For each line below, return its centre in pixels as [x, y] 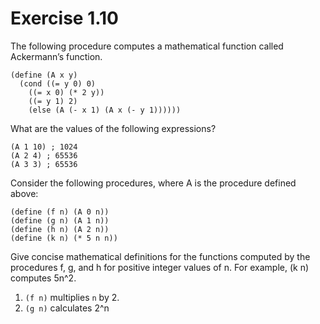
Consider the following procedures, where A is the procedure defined [153, 183]
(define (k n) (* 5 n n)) [64, 238]
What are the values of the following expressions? [113, 128]
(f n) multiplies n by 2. [72, 297]
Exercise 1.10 [64, 18]
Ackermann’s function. [56, 56]
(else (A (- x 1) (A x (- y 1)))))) [105, 110]
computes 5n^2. [43, 278]
